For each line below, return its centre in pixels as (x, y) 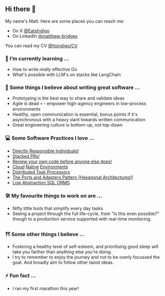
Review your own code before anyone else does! (62, 161)
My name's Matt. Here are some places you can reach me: (65, 21)
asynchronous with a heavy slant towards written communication (79, 120)
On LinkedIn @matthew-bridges (45, 36)
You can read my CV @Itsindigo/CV (41, 46)
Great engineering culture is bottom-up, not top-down (67, 125)
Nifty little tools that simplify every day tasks (57, 208)
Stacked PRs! (26, 156)
